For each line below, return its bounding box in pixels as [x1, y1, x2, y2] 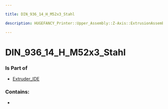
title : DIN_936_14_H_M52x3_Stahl [5, 11, 75, 16]
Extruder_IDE [12, 75, 40, 81]
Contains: [5, 88, 30, 95]
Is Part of [5, 64, 27, 71]
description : [5, 20, 32, 25]
